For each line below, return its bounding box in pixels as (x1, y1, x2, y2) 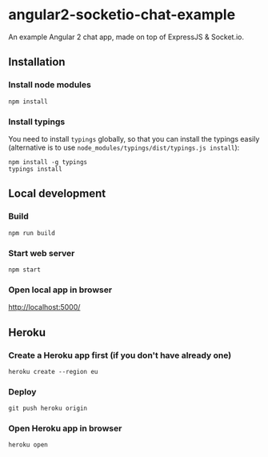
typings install (8, 165, 62, 173)
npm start (8, 266, 42, 274)
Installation (8, 55, 66, 69)
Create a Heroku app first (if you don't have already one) (8, 350, 232, 361)
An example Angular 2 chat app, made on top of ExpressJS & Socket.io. (8, 32, 244, 42)
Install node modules (8, 79, 92, 90)
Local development (8, 186, 106, 201)
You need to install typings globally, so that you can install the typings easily (8, 134, 260, 143)
